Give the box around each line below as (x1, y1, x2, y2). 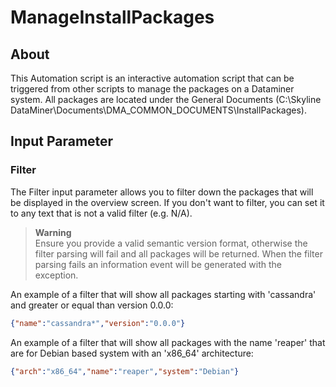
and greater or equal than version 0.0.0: (10, 299, 174, 311)
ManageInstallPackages (10, 6, 215, 29)
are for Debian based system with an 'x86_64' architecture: (10, 347, 254, 359)
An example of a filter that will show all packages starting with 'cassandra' (10, 288, 317, 300)
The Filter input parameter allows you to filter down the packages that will (10, 186, 314, 198)
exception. (34, 269, 79, 281)
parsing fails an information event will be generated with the (34, 258, 282, 270)
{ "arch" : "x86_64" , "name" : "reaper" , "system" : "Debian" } (10, 366, 240, 376)
